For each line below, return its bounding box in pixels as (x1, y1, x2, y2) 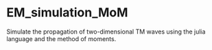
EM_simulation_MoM (6, 5, 128, 21)
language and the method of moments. (6, 34, 117, 42)
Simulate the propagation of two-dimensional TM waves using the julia (6, 27, 206, 36)
